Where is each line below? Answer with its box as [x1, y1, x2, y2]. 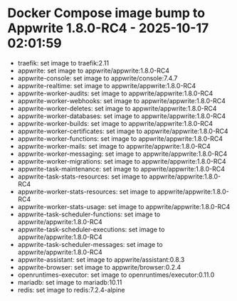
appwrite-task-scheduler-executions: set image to [17, 225, 165, 233]
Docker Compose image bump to [7, 5, 205, 21]
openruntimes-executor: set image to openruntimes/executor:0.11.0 [17, 270, 215, 279]
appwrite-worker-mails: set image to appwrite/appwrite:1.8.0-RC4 [17, 142, 211, 150]
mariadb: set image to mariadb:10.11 [17, 278, 122, 286]
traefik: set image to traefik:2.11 [17, 58, 109, 67]
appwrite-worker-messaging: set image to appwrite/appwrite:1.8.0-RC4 [17, 149, 228, 158]
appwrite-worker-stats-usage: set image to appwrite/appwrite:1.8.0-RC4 [17, 202, 231, 211]
